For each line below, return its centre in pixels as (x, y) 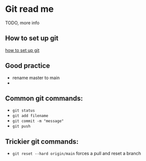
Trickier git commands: (42, 141)
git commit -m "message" (38, 121)
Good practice (28, 66)
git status (24, 111)
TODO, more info (22, 23)
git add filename (30, 116)
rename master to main (36, 78)
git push (21, 126)
